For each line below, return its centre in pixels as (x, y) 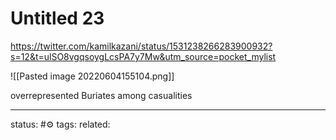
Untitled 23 (57, 18)
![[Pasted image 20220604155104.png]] (92, 76)
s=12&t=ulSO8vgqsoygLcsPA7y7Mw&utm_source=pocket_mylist (143, 56)
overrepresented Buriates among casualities (101, 95)
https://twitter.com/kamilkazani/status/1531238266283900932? (141, 46)
